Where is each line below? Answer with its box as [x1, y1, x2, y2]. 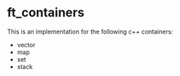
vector [16, 40, 36, 49]
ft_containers [7, 5, 85, 21]
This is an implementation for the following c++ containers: [7, 27, 173, 36]
